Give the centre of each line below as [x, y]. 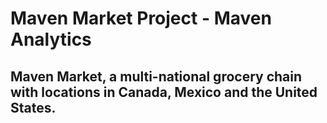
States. [33, 107]
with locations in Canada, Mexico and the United [164, 92]
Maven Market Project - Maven [141, 18]
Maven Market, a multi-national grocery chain [156, 76]
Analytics [51, 39]
